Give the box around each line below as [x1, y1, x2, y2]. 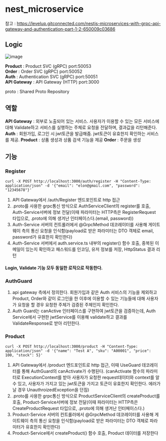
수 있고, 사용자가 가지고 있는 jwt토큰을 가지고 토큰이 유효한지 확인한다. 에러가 [12, 381, 161, 387]
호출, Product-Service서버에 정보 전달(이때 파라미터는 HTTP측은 [12, 399, 138, 405]
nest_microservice [5, 3, 84, 15]
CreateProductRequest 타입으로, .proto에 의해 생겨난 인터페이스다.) [12, 405, 145, 411]
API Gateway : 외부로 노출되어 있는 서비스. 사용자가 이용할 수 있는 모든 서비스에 [5, 118, 160, 124]
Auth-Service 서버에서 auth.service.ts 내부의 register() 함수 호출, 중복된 [12, 240, 154, 246]
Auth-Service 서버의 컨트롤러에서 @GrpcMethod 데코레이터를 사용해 [12, 222, 147, 228]
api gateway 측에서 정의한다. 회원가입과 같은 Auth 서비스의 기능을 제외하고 [12, 290, 157, 295]
